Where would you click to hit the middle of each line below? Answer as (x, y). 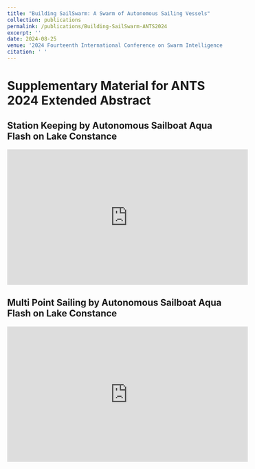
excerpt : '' (24, 33)
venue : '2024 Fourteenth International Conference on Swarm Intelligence (115, 45)
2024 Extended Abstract (79, 101)
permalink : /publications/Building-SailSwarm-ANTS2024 (87, 26)
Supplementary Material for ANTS (106, 86)
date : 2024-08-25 (32, 39)
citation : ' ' (27, 52)
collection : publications (44, 20)
